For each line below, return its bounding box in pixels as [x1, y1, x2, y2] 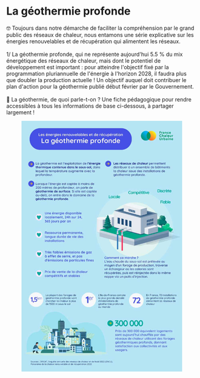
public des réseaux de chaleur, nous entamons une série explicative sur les [6, 31, 194, 38]
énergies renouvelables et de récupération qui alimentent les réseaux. [6, 38, 181, 45]
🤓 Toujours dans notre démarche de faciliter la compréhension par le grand [6, 24, 195, 32]
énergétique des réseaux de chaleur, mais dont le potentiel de [6, 57, 161, 64]
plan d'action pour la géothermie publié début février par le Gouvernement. [6, 83, 194, 90]
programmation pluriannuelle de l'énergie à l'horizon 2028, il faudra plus [6, 70, 187, 77]
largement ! [6, 108, 35, 116]
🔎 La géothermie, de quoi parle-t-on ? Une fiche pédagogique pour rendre [6, 95, 192, 103]
